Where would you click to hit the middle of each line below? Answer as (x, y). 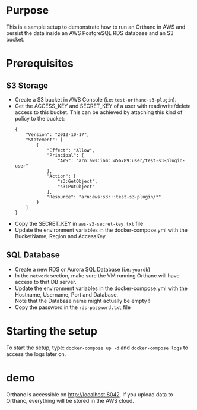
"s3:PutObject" (76, 187)
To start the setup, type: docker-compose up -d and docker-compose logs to (97, 348)
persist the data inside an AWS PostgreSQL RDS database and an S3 (90, 33)
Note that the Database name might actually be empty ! (82, 301)
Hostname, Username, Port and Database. (66, 294)
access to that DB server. (45, 282)
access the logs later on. (36, 354)
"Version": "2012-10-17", (58, 134)
